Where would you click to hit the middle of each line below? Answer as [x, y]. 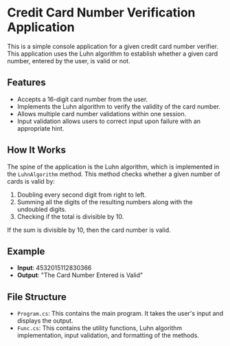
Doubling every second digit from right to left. [81, 195]
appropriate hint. [41, 128]
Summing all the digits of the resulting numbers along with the [105, 202]
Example [26, 251]
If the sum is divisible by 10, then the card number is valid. [89, 230]
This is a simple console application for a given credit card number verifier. [113, 46]
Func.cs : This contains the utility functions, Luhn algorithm [100, 328]
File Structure [37, 297]
